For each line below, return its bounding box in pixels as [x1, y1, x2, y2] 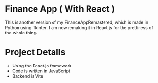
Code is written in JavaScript [12, 68, 70, 74]
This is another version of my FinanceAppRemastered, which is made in [5, 19, 149, 25]
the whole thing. [5, 30, 37, 35]
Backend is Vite [12, 73, 44, 79]
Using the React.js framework [12, 63, 72, 68]
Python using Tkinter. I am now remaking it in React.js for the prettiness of [5, 24, 153, 30]
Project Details [5, 47, 66, 58]
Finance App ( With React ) [5, 3, 115, 15]
